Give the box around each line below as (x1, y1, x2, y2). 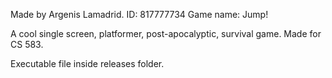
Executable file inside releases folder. (10, 58, 165, 69)
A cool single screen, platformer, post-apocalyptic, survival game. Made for (10, 28, 322, 39)
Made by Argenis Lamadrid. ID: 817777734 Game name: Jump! (10, 9, 269, 20)
